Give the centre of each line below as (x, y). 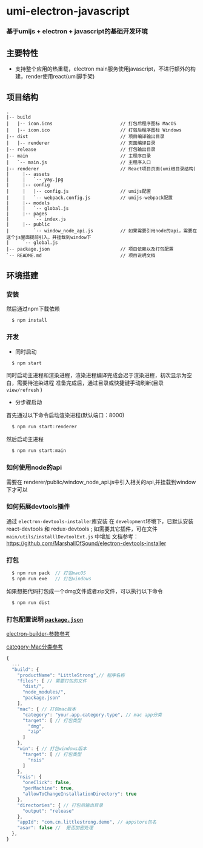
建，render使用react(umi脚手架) (55, 76)
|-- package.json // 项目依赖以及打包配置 (90, 249)
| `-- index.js (36, 219)
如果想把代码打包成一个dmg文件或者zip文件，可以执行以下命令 (85, 591)
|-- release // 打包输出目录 (81, 149)
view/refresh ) (24, 390)
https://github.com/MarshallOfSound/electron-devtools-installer (86, 543)
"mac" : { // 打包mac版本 (47, 709)
